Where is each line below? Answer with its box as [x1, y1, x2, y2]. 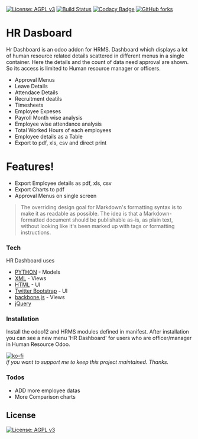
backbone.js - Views [14, 294, 65, 301]
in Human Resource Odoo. [6, 341, 70, 348]
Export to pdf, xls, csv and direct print [14, 139, 107, 146]
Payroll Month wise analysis [14, 114, 83, 121]
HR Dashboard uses [6, 257, 55, 264]
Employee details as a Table [14, 133, 83, 140]
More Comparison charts [14, 393, 76, 400]
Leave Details [14, 82, 48, 89]
